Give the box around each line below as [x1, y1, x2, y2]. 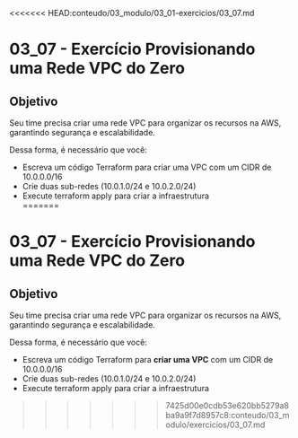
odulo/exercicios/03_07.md [165, 419, 266, 430]
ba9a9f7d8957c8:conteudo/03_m [165, 410, 290, 420]
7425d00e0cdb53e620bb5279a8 [165, 400, 290, 411]
